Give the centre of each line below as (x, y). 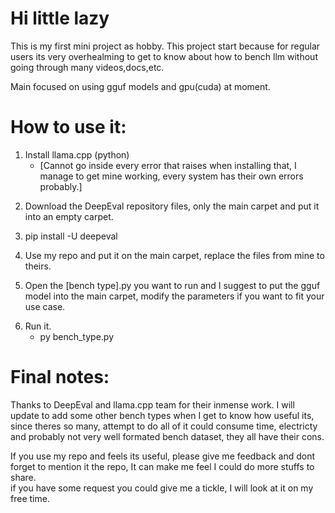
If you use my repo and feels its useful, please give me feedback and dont (163, 456)
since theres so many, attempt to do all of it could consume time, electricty (164, 426)
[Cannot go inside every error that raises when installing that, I (168, 165)
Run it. (38, 326)
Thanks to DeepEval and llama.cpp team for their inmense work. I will (152, 404)
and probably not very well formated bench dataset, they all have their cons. (167, 436)
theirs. (38, 266)
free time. (30, 498)
